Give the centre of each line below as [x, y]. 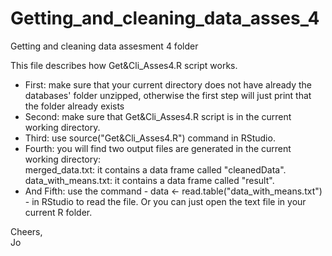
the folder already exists [74, 106]
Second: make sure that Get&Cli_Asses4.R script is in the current [158, 116]
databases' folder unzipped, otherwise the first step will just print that [168, 95]
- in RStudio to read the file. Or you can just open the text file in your [165, 201]
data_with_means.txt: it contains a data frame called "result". [149, 180]
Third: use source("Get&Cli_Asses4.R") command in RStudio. [150, 138]
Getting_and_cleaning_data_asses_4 [165, 18]
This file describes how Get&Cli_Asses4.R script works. [124, 65]
